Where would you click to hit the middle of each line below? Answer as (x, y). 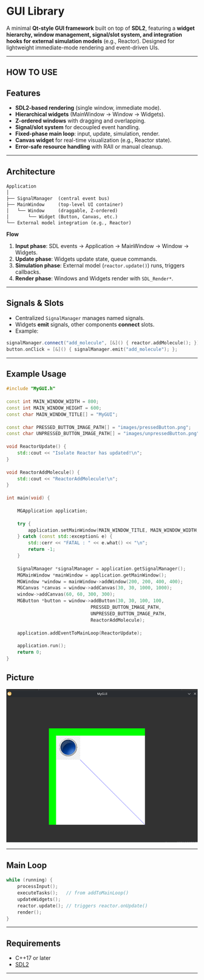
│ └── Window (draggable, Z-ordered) (62, 211)
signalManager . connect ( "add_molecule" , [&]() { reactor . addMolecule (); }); (104, 343)
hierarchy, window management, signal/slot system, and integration (94, 34)
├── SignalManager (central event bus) (58, 198)
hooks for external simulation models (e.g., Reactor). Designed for (90, 41)
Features (23, 93)
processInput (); (38, 887)
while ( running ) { (29, 880)
